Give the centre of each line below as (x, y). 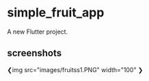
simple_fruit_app (56, 13)
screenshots (35, 53)
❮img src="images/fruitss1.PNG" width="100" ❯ (75, 69)
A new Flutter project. (38, 32)
